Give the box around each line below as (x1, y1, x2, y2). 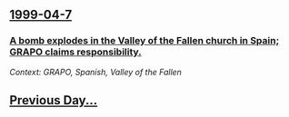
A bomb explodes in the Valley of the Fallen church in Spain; (9, 34, 280, 47)
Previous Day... (9, 93, 98, 108)
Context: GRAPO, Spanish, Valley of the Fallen (9, 66, 182, 77)
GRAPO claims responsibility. (9, 45, 143, 58)
